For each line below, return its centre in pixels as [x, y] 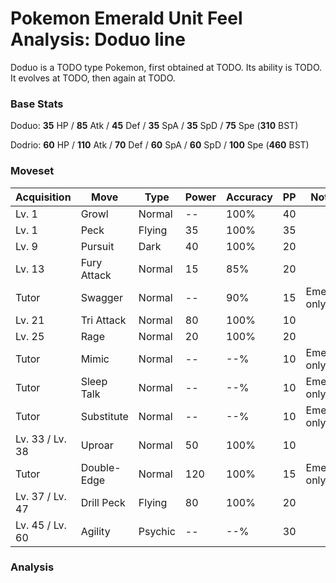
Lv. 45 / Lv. [41, 525]
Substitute [104, 416]
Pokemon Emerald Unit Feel [126, 18]
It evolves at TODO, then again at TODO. [93, 78]
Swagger [101, 297]
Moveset [32, 171]
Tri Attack [103, 320]
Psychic [157, 531]
